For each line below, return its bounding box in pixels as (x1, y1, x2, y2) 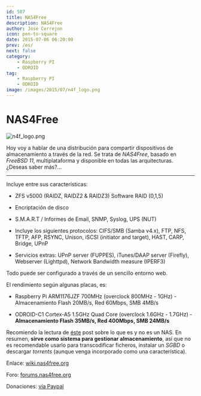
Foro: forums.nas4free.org (6, 371, 72, 378)
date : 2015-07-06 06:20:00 (6, 37, 74, 43)
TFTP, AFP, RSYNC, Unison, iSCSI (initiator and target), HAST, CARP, (14, 233, 184, 241)
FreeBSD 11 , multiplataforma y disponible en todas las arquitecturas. (6, 157, 173, 164)
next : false (6, 48, 36, 54)
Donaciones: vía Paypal (6, 382, 64, 390)
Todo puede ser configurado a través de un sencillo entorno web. (6, 269, 168, 277)
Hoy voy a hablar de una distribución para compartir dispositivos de (6, 144, 173, 151)
